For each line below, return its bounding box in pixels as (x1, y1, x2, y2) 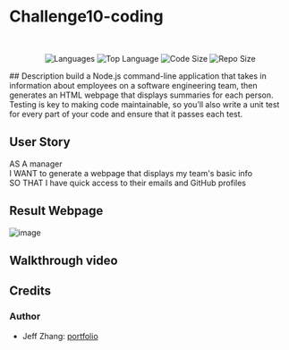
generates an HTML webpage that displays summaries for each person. (9, 90, 275, 100)
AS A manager (9, 158, 63, 169)
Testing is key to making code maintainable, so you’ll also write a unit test (9, 98, 280, 109)
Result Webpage (9, 203, 104, 218)
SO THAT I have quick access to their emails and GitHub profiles (9, 177, 246, 188)
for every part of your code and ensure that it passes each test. (9, 108, 243, 119)
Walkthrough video (9, 252, 118, 268)
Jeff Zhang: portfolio (21, 330, 98, 341)
